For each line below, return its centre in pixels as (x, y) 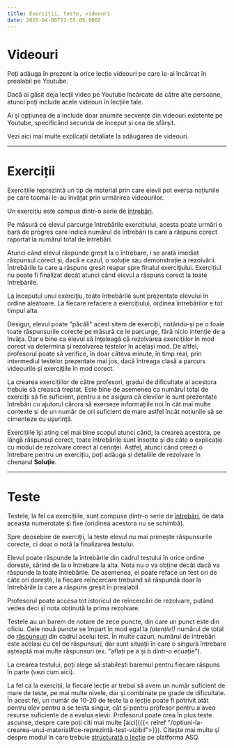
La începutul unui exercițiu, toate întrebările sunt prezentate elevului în (108, 296)
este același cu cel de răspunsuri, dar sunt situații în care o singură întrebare (117, 644)
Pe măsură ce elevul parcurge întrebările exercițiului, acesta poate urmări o (115, 225)
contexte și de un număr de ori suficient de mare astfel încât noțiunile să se (115, 412)
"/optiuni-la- (185, 723)
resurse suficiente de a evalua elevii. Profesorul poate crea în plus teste (110, 715)
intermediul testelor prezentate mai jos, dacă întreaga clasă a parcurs (107, 361)
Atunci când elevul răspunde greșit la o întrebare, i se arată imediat (103, 253)
